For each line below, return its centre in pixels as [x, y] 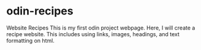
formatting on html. [31, 40]
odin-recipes [40, 11]
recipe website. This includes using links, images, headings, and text [93, 34]
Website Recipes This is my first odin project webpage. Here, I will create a [101, 28]
